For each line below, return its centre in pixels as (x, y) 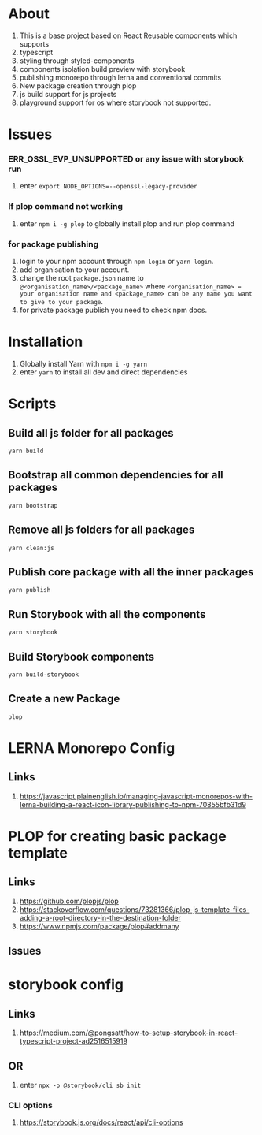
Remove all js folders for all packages (101, 530)
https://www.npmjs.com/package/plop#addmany (99, 926)
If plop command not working (66, 207)
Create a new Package (64, 699)
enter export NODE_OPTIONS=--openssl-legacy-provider (109, 186)
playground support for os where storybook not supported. (115, 102)
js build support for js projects (68, 94)
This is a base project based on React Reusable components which (128, 35)
